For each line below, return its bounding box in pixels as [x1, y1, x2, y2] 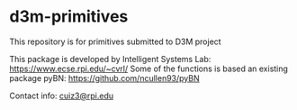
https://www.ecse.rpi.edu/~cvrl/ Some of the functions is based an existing [9, 63, 288, 74]
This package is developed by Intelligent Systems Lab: [9, 53, 211, 64]
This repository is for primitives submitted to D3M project [9, 36, 222, 47]
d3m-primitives [9, 6, 129, 27]
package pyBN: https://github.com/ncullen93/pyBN [9, 72, 200, 83]
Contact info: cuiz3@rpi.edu [9, 90, 114, 101]
